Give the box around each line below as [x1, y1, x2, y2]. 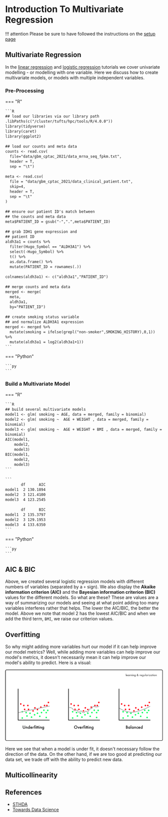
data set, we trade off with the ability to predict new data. [5, 756, 123, 762]
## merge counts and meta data [5, 284, 70, 289]
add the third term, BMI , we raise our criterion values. [5, 616, 114, 622]
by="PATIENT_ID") [9, 304, 46, 309]
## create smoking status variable [5, 314, 79, 319]
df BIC [20, 508, 46, 513]
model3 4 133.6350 [5, 523, 46, 528]
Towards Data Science [12, 806, 59, 812]
